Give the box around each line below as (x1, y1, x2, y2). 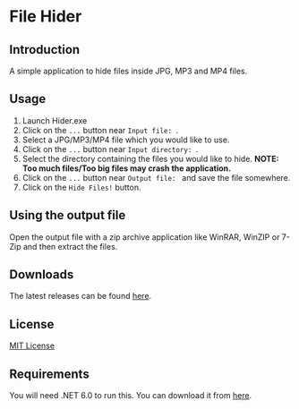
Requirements (9, 366, 90, 381)
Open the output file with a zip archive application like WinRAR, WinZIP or (9, 231, 280, 243)
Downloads (9, 267, 74, 283)
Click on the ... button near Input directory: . (21, 143, 199, 154)
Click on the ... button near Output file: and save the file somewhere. (21, 172, 291, 183)
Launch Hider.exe (21, 115, 88, 126)
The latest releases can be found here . (9, 291, 152, 302)
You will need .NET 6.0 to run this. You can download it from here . (9, 390, 252, 401)
